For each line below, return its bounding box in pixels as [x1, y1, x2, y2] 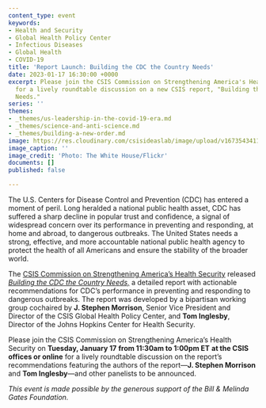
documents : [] [8, 159, 55, 167]
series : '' [8, 100, 44, 108]
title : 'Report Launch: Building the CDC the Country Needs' [8, 63, 215, 71]
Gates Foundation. [8, 393, 69, 402]
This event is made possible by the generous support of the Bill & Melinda [8, 384, 249, 393]
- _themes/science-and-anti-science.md [8, 122, 140, 130]
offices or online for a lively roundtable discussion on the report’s [8, 352, 222, 361]
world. [8, 254, 29, 263]
